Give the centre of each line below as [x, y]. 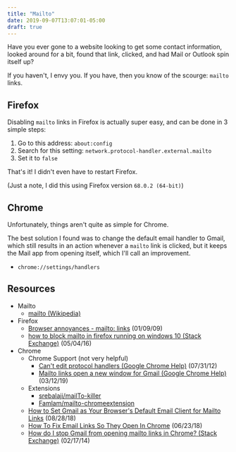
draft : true [25, 27]
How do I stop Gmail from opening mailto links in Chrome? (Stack [122, 433]
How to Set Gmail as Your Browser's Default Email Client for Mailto [124, 410]
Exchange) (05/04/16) [60, 343]
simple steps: [27, 130]
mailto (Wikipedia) [54, 313]
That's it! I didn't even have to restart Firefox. [73, 172]
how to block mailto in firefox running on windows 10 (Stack [115, 336]
